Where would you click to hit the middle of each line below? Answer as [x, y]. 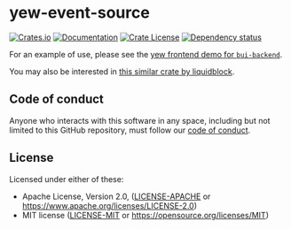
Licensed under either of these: [67, 179]
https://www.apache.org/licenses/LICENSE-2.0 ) [110, 205]
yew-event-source [80, 13]
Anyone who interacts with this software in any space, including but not [140, 120]
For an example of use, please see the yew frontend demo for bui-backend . [146, 54]
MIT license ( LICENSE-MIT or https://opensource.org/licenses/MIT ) [145, 215]
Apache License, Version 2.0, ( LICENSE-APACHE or [116, 196]
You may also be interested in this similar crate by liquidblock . [122, 71]
